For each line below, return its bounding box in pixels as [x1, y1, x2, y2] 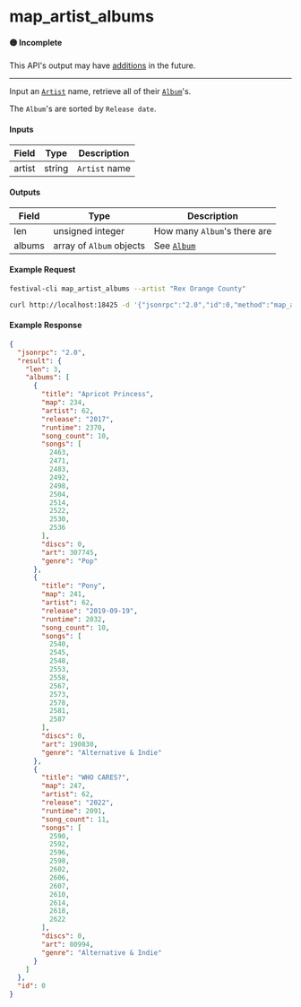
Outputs [9, 187, 41, 198]
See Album [153, 239, 196, 252]
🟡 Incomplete [9, 37, 63, 48]
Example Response [9, 320, 82, 331]
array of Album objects [53, 239, 146, 252]
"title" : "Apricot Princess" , [41, 390, 154, 399]
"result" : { [17, 356, 63, 365]
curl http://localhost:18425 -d [9, 300, 130, 309]
